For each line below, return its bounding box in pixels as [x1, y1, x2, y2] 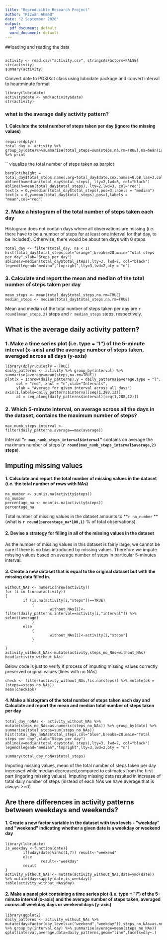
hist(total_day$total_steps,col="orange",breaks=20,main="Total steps [5, 250, 155, 255]
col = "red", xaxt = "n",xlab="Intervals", [16, 381, 108, 386]
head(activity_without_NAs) [5, 654, 64, 659]
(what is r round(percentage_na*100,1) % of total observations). [5, 519, 137, 525]
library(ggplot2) [5, 913, 41, 918]
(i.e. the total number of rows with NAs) [5, 481, 88, 487]
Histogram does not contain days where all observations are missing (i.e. [5, 226, 155, 232]
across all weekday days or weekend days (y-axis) [5, 902, 112, 908]
